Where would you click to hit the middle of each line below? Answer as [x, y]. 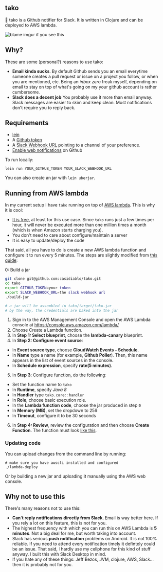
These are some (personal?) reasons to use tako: [54, 62]
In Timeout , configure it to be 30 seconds [54, 416]
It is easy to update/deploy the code [48, 240]
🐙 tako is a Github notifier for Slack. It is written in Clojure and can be [74, 20]
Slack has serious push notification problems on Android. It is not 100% [84, 539]
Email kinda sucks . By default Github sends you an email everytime [80, 71]
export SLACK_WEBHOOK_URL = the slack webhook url [55, 292]
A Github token [27, 140]
